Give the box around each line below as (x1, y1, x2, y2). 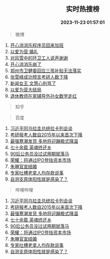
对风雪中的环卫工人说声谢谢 (10, 55, 68, 61)
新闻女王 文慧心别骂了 (10, 80, 56, 86)
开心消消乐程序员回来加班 (10, 42, 64, 48)
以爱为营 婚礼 (10, 48, 39, 54)
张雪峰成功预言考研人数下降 (10, 74, 68, 80)
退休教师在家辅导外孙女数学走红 (10, 93, 77, 99)
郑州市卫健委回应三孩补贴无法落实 (10, 68, 82, 74)
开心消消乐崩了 (10, 61, 42, 67)
